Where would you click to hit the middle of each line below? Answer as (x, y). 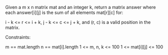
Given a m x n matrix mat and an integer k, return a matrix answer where (80, 7)
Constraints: (18, 37)
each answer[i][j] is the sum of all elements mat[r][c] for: (64, 12)
